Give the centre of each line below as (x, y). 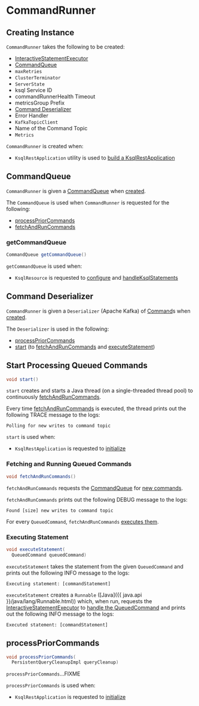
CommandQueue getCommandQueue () (46, 255)
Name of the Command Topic (51, 128)
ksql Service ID (33, 90)
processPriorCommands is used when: (51, 686)
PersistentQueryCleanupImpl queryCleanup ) (65, 662)
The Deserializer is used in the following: (58, 329)
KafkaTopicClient (36, 123)
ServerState (30, 84)
